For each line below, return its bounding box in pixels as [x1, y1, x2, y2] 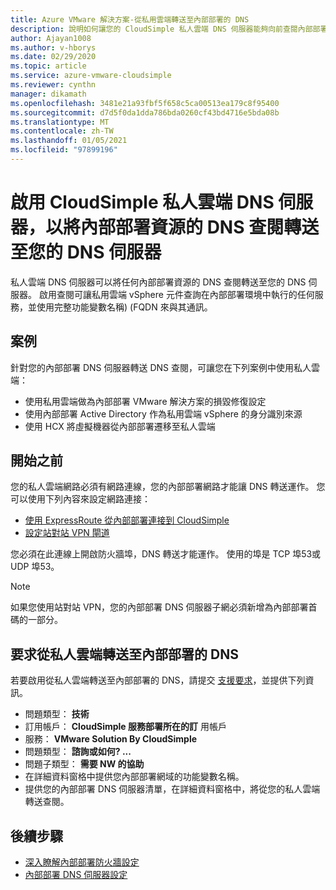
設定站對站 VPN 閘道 [24, 527, 110, 539]
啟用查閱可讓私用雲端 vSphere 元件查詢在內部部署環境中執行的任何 [38, 288, 315, 300]
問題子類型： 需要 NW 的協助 [24, 758, 145, 770]
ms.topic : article [10, 61, 87, 71]
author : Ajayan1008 [10, 33, 92, 43]
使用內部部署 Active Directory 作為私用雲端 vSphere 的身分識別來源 [24, 407, 303, 420]
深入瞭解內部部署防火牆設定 [24, 856, 140, 868]
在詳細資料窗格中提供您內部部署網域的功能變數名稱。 [24, 771, 245, 783]
